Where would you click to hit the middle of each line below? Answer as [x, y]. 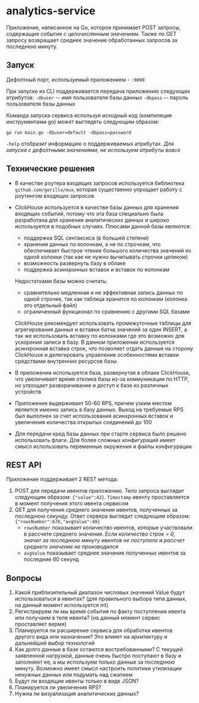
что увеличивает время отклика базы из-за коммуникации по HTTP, [102, 379]
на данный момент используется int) [61, 605]
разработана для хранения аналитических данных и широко [92, 220]
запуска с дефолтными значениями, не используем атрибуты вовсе [94, 150]
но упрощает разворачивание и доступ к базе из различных [91, 385]
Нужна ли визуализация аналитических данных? [77, 694]
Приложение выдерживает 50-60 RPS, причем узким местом [93, 403]
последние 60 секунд [51, 559]
